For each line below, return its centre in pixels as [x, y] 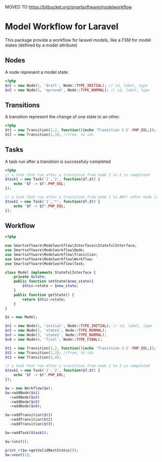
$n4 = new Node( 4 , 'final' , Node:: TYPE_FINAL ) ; [54, 339]
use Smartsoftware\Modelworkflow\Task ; [45, 264]
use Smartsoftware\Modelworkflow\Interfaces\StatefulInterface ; [71, 246]
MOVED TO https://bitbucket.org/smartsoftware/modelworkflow [68, 7]
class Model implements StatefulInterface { [50, 272]
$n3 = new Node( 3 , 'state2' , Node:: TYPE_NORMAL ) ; [56, 335]
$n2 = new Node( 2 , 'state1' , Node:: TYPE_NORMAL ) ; [56, 331]
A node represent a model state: [37, 72]
